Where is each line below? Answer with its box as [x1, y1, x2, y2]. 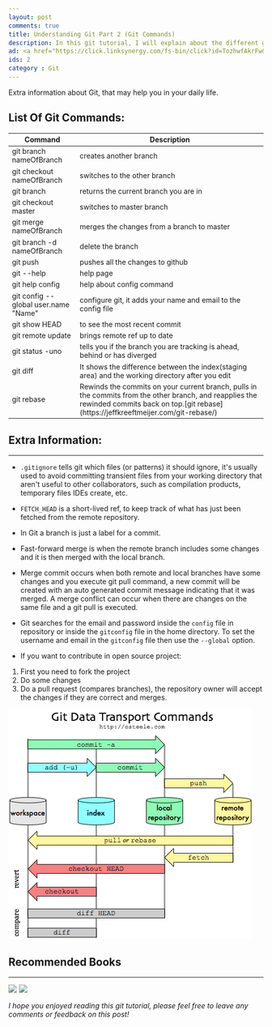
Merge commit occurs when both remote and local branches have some [19, 568, 261, 578]
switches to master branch [79, 202, 168, 211]
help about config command [79, 279, 174, 289]
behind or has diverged [79, 351, 157, 360]
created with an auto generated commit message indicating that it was [19, 586, 255, 595]
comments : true [8, 21, 60, 30]
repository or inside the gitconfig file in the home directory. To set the [19, 627, 255, 637]
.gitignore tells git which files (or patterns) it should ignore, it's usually [19, 462, 257, 472]
